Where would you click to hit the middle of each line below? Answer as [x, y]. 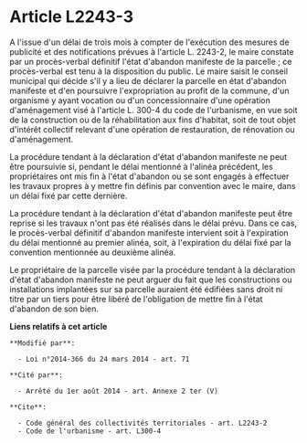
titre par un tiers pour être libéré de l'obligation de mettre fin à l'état [136, 299]
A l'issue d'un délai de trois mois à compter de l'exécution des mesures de [149, 42]
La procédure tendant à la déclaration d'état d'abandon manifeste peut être [151, 213]
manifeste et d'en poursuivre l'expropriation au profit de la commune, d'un [149, 90]
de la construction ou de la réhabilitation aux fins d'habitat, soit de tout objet [153, 120]
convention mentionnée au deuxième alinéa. [93, 252]
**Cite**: [28, 407]
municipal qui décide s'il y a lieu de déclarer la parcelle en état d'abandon [148, 80]
